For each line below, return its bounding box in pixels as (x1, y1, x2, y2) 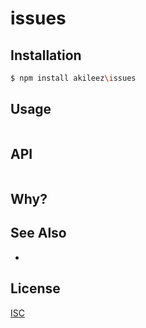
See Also (10, 225, 67, 242)
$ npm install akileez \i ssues (10, 73, 137, 83)
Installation (10, 47, 82, 64)
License (10, 280, 61, 297)
